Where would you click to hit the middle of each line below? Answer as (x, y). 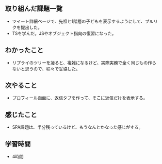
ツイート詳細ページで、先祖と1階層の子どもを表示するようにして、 (79, 21)
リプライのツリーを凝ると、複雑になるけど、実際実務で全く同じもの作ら (84, 62)
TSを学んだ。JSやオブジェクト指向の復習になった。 (64, 33)
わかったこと (24, 50)
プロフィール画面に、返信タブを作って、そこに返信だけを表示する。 (80, 98)
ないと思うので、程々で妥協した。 (46, 69)
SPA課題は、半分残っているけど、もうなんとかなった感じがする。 (77, 127)
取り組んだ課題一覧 (34, 9)
